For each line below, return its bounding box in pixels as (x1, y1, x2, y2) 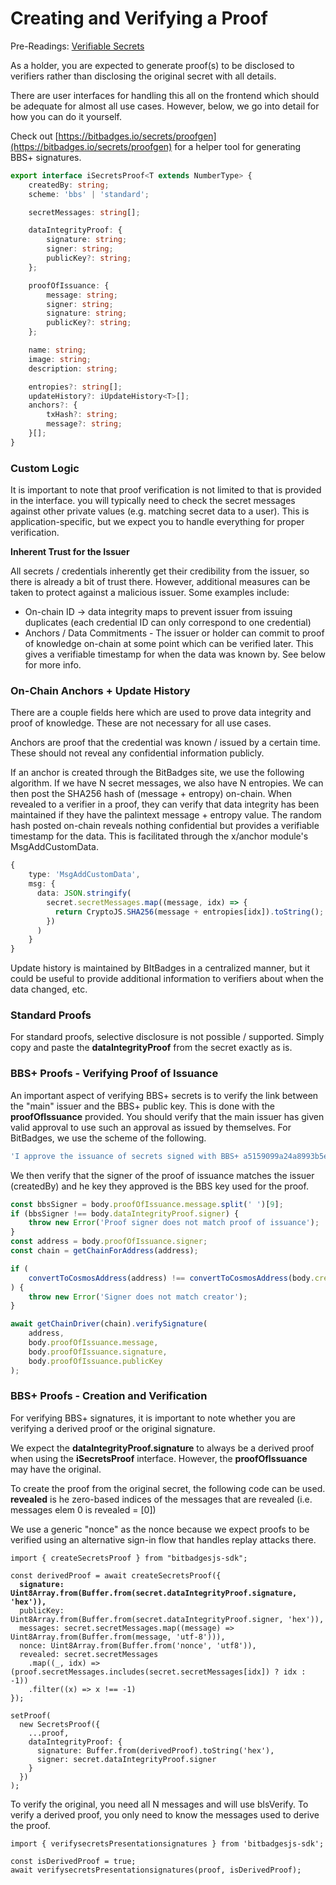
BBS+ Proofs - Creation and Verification (10, 1389, 208, 1403)
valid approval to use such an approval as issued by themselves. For (10, 1121, 292, 1133)
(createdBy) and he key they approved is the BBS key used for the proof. (10, 1180, 309, 1192)
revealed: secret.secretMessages (19, 1649, 159, 1659)
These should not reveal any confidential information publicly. (10, 747, 265, 759)
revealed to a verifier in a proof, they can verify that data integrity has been (10, 798, 320, 811)
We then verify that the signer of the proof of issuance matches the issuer (10, 1169, 315, 1181)
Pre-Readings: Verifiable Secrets (10, 40, 145, 52)
